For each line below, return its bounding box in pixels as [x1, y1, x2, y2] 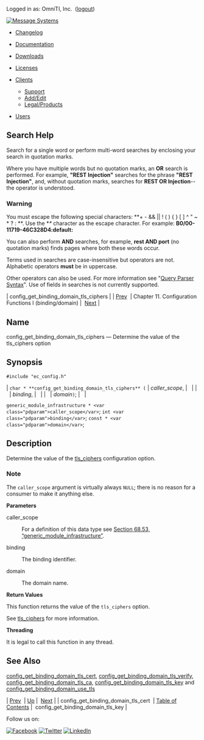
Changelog [15, 29, 43, 36]
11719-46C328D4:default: [6, 226, 74, 233]
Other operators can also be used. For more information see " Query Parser [6, 274, 194, 282]
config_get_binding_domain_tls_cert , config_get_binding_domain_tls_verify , [6, 672, 194, 679]
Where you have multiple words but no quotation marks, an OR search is [6, 165, 188, 172]
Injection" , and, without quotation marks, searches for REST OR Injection [6, 177, 191, 185]
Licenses [15, 64, 38, 71]
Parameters [6, 502, 37, 509]
